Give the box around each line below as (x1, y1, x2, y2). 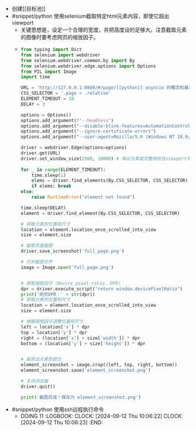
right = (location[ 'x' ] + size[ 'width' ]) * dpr (20, 335, 140, 341)
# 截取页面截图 (20, 243, 53, 249)
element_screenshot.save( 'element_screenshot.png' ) (20, 368, 151, 374)
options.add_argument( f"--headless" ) (20, 117, 114, 123)
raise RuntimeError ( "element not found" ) (31, 194, 135, 200)
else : (20, 189, 34, 195)
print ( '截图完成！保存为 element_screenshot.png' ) (20, 394, 141, 400)
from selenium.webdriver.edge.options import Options (20, 63, 156, 69)
